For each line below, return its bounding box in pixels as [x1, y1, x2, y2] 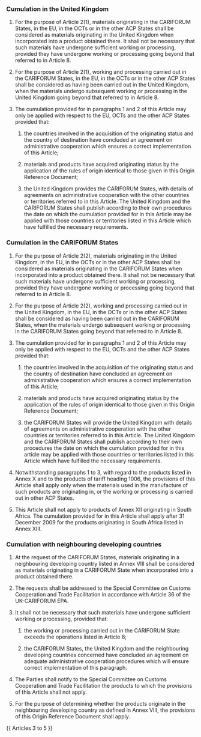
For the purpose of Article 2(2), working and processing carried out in [14, 302, 188, 309]
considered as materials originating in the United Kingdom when [14, 31, 174, 38]
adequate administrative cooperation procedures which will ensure [23, 657, 189, 665]
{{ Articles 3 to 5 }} [6, 724, 53, 732]
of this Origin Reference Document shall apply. [14, 712, 131, 720]
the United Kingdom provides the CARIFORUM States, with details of [23, 185, 194, 192]
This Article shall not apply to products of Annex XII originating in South [14, 506, 192, 513]
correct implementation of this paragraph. [23, 664, 128, 671]
